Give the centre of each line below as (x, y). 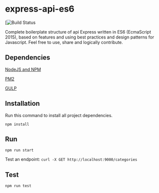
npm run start (20, 150)
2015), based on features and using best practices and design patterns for (80, 37)
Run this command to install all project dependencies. (59, 115)
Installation (22, 104)
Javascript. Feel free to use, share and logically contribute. (64, 42)
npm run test (18, 186)
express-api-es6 (40, 9)
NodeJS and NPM (23, 69)
